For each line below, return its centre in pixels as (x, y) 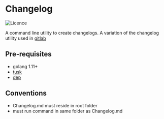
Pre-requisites (28, 54)
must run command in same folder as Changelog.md (68, 111)
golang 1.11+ (25, 66)
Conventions (26, 93)
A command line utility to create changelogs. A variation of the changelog (82, 33)
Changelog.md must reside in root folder (55, 105)
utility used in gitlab (26, 38)
